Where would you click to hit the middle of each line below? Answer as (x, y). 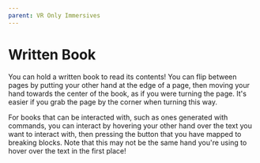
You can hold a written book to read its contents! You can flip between (122, 77)
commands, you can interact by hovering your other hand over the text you (130, 125)
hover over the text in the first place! (67, 150)
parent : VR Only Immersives (55, 15)
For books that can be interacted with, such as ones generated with (118, 117)
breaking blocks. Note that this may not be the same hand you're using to (128, 142)
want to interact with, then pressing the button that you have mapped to (125, 134)
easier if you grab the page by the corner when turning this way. (113, 102)
